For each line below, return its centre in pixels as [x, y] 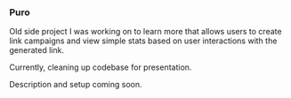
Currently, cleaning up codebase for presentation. [101, 67]
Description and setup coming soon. [76, 85]
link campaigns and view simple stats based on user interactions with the [143, 41]
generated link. [37, 50]
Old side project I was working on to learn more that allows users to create [145, 32]
